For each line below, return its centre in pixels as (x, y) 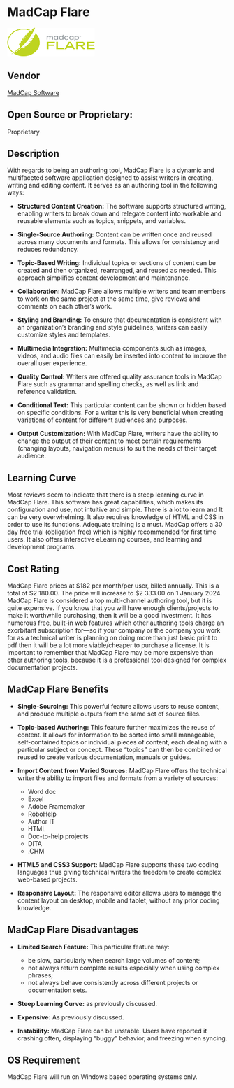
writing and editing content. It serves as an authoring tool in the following (112, 185)
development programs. (42, 547)
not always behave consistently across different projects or (113, 982)
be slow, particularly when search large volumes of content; (114, 960)
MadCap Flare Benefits (58, 690)
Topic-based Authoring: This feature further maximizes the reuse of (116, 727)
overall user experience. (52, 363)
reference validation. (47, 392)
